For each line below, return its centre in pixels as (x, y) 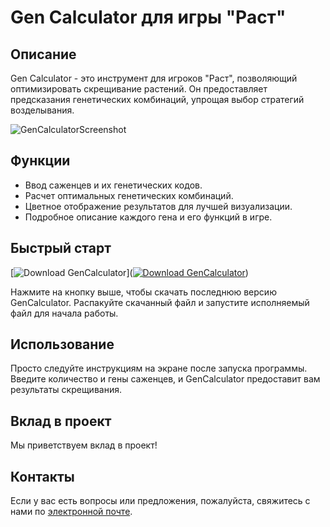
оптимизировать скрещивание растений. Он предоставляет (139, 89)
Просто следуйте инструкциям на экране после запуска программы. (159, 368)
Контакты (42, 476)
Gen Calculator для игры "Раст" (148, 17)
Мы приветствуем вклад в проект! (84, 445)
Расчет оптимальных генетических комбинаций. (129, 195)
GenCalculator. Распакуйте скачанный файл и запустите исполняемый (160, 302)
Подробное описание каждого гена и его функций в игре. (148, 217)
